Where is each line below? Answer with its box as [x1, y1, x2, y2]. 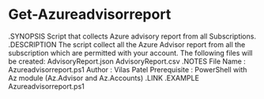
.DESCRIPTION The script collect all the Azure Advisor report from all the [8, 39, 246, 49]
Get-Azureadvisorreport [8, 5, 172, 24]
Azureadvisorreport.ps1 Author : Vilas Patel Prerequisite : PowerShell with [8, 64, 247, 74]
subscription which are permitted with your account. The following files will [8, 48, 253, 57]
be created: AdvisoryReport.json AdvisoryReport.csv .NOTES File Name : [8, 57, 247, 66]
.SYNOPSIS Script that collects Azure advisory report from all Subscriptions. [8, 31, 257, 41]
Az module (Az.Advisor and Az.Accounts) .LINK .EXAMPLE [8, 73, 200, 82]
